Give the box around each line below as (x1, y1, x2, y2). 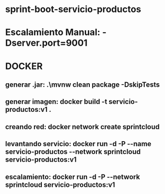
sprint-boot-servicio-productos (5, 4, 141, 15)
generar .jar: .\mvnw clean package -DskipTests (5, 80, 160, 89)
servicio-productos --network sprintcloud (5, 148, 141, 156)
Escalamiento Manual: (5, 27, 100, 38)
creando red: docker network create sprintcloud (5, 122, 160, 131)
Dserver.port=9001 (5, 37, 88, 49)
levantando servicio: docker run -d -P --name (5, 140, 151, 148)
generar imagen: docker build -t (5, 97, 107, 106)
